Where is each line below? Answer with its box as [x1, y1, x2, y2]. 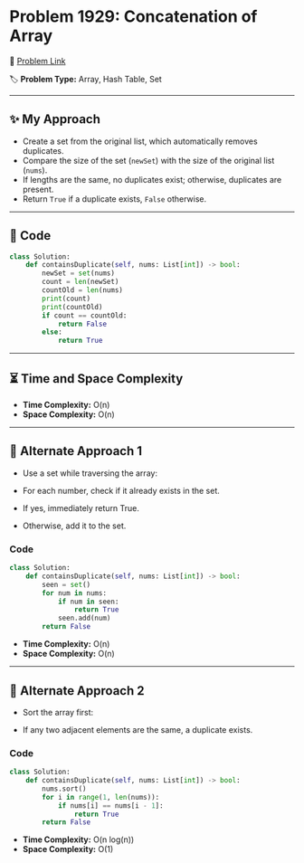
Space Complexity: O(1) [22, 844, 114, 855]
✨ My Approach [9, 111, 101, 128]
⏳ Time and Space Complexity [9, 371, 184, 386]
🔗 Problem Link [9, 55, 66, 66]
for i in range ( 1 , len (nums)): [42, 792, 160, 801]
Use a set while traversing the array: [22, 468, 158, 479]
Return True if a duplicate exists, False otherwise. [22, 193, 207, 204]
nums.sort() [42, 784, 88, 793]
